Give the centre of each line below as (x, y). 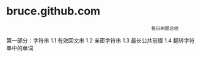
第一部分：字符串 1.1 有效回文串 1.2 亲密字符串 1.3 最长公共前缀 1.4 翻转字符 (100, 40)
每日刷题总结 (165, 29)
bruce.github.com (53, 11)
